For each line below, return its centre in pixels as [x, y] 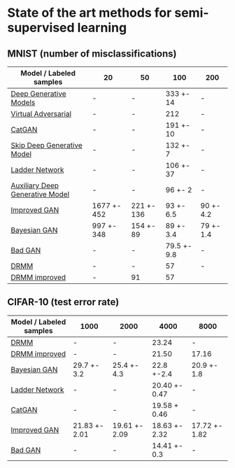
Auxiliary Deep [35, 185]
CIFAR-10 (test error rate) [63, 302]
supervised [41, 28]
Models [23, 102]
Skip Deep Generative [47, 145]
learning [102, 28]
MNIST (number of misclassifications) [92, 54]
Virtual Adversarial [41, 114]
